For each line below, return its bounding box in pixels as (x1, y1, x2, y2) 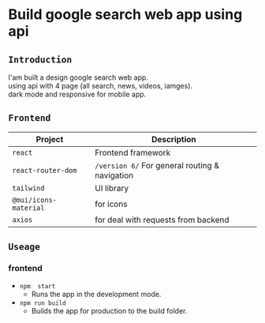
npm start (19, 282, 56, 290)
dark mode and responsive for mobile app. (8, 89, 147, 99)
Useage (8, 241, 41, 253)
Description (151, 133, 197, 145)
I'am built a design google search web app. (8, 73, 148, 82)
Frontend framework (94, 147, 171, 158)
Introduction (8, 54, 73, 65)
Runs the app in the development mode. (31, 289, 162, 299)
